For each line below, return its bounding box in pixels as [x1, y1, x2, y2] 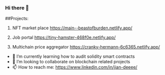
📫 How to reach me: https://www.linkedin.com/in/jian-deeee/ [12, 64, 138, 70]
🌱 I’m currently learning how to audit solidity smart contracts [12, 53, 135, 59]
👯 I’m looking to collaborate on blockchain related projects [12, 59, 131, 65]
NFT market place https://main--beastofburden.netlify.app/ [12, 25, 132, 31]
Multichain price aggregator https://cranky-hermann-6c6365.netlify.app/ [12, 44, 160, 50]
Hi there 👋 [5, 4, 30, 11]
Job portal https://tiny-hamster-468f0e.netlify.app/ [12, 34, 116, 41]
